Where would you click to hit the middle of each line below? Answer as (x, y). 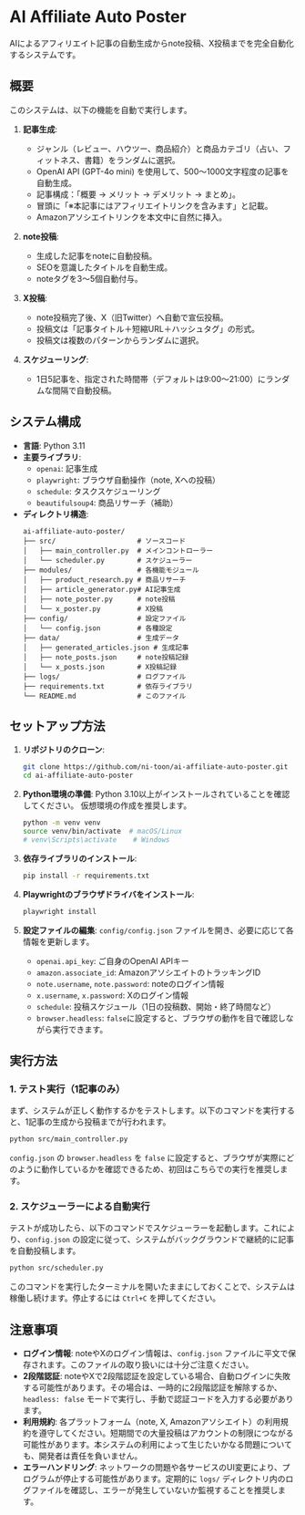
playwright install (60, 911)
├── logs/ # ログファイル (104, 677)
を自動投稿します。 (45, 1250)
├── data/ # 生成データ (101, 638)
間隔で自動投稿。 (84, 390)
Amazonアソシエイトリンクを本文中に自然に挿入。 (132, 217)
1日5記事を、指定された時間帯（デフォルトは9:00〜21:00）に (151, 379)
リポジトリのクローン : (64, 750)
